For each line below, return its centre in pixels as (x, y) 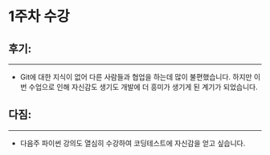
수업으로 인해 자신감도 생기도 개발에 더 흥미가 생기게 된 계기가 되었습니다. (143, 87)
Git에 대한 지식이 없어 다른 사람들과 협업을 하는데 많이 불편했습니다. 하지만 (136, 77)
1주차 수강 (39, 16)
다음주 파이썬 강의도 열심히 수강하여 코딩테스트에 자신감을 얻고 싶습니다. (133, 143)
